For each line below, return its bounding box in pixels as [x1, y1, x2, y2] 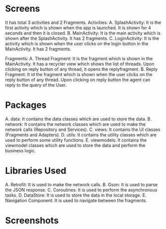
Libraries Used [5, 165, 66, 177]
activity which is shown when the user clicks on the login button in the [5, 40, 149, 46]
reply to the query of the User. [5, 82, 67, 88]
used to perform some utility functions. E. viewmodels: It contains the [5, 137, 147, 143]
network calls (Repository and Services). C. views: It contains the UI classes [5, 126, 161, 132]
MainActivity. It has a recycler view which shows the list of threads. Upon [5, 61, 155, 67]
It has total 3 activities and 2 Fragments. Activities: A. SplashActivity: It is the [5, 19, 162, 25]
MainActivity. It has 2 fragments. [5, 46, 72, 52]
